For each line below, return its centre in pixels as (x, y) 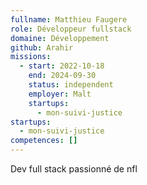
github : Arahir (42, 47)
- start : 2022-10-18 (62, 66)
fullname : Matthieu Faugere (69, 19)
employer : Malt (60, 94)
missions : (31, 57)
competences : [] (44, 141)
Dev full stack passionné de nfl (74, 169)
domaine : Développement (60, 38)
